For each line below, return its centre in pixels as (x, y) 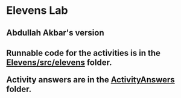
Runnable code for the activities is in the (84, 53)
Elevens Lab (37, 11)
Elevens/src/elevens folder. (59, 62)
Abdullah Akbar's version (55, 33)
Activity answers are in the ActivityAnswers (91, 80)
